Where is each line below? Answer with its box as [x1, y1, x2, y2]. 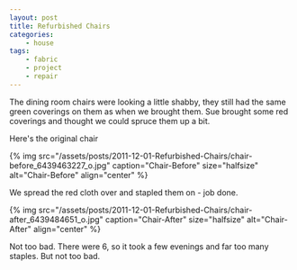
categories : [9, 30, 54, 39]
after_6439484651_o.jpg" [9, 213, 103, 225]
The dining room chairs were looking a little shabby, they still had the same [9, 96, 286, 107]
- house [25, 38, 54, 48]
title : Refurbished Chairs [9, 22, 111, 31]
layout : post [9, 13, 58, 22]
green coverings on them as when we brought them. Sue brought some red [9, 105, 289, 117]
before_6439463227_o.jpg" [9, 159, 111, 171]
